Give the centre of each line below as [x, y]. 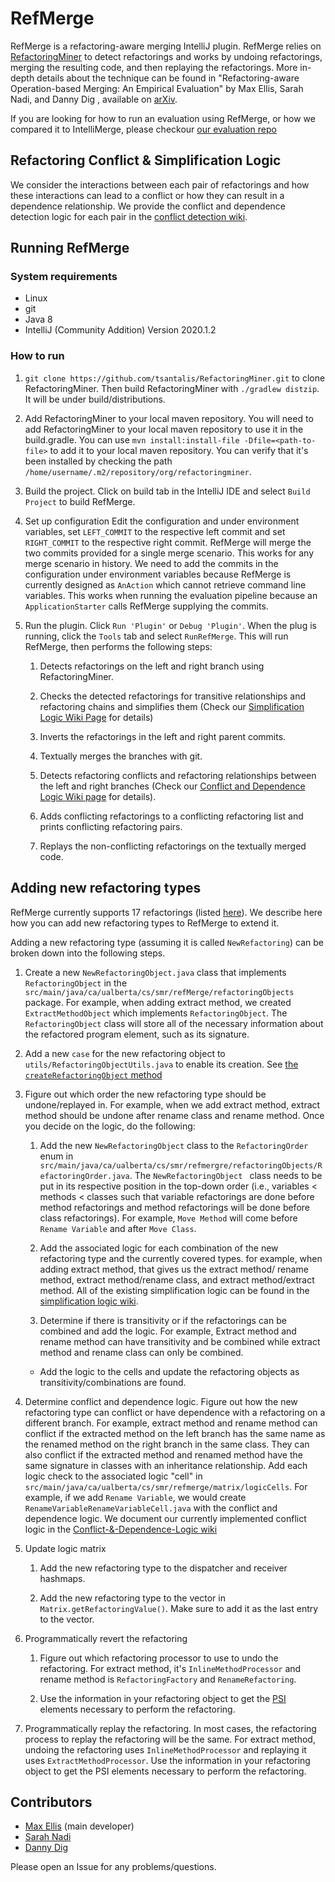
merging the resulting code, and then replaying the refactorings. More [154, 67]
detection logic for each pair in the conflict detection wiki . [129, 216]
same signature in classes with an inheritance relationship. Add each [166, 1465]
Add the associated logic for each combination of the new [159, 1248]
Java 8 [38, 319]
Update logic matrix [65, 1548]
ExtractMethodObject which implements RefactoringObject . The [156, 1013]
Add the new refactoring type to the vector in [132, 1598]
